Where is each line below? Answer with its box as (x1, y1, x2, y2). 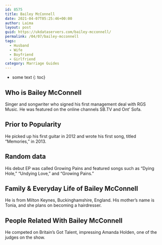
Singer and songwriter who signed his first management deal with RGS (5, 101, 146, 107)
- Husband (9, 43, 29, 48)
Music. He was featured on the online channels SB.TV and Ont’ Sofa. (5, 106, 142, 112)
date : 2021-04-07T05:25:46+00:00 (5, 16, 73, 21)
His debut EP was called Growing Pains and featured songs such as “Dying (5, 165, 155, 171)
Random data (5, 153, 46, 161)
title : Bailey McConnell (5, 12, 55, 16)
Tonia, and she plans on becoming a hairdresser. (5, 202, 102, 208)
